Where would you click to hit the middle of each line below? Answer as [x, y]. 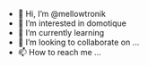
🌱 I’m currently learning [61, 33]
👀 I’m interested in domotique [72, 23]
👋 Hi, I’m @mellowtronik [61, 14]
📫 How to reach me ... [59, 52]
